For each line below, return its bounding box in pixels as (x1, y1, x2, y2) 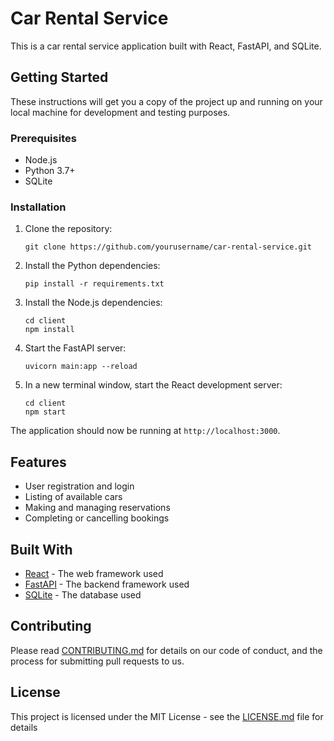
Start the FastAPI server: (24, 342, 127, 354)
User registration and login (24, 480, 135, 492)
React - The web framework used (24, 567, 164, 579)
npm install (24, 325, 75, 335)
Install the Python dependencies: (24, 260, 161, 272)
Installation (10, 200, 67, 214)
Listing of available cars (24, 491, 123, 503)
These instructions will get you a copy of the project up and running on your (10, 95, 323, 107)
